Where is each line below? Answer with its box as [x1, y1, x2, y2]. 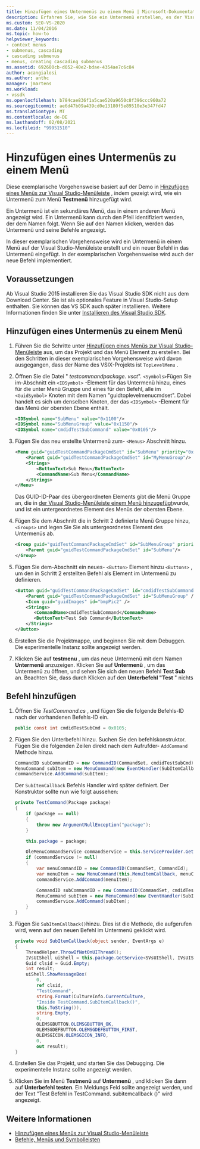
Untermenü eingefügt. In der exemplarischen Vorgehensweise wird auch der [6, 250, 194, 257]
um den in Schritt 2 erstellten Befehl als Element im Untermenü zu [14, 570, 177, 577]
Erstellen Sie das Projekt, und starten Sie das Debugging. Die [14, 1060, 165, 1067]
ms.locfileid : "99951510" [6, 125, 70, 131]
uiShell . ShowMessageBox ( [26, 971, 87, 977]
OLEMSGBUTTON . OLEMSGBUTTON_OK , [36, 1021, 114, 1027]
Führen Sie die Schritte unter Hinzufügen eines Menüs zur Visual [14, 342, 174, 349]
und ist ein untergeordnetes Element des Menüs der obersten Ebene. [14, 506, 185, 513]
